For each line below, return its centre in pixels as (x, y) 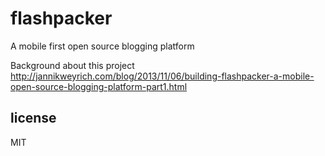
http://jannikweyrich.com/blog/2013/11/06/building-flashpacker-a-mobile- (162, 76)
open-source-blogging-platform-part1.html (99, 86)
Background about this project (72, 65)
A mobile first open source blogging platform (102, 46)
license (33, 118)
